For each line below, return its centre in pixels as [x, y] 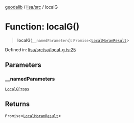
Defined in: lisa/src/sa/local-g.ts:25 [41, 50]
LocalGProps [17, 89]
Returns [18, 104]
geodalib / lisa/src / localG [31, 7]
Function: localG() [42, 27]
